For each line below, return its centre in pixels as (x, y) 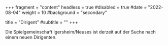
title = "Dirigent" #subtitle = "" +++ (42, 22)
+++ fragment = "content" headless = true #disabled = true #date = (76, 7)
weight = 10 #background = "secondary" (65, 12)
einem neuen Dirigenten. (31, 37)
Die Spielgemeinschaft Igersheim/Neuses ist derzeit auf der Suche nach (80, 32)
